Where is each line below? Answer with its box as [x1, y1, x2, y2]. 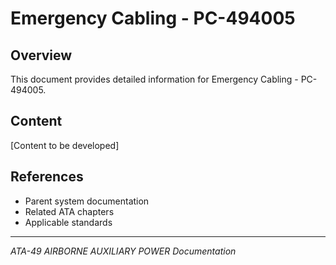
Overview [10, 47, 73, 64]
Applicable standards [24, 216, 113, 228]
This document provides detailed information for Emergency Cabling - [10, 73, 299, 85]
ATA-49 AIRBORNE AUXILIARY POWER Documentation [10, 245, 237, 257]
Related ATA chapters [24, 205, 115, 217]
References [10, 168, 84, 186]
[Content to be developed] [10, 139, 120, 151]
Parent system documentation [24, 195, 150, 207]
